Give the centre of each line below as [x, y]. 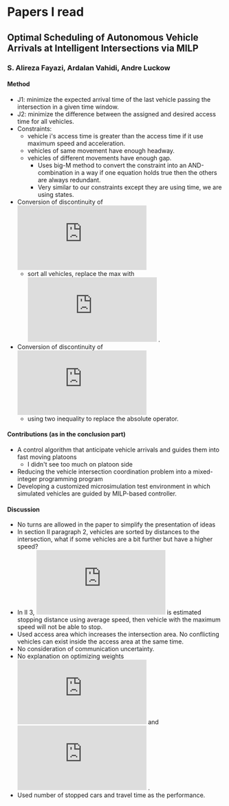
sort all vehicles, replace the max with [81, 273]
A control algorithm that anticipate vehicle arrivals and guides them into [118, 449]
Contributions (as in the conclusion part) [66, 434]
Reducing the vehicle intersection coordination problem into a [104, 471]
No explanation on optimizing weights [70, 656]
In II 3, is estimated [109, 613]
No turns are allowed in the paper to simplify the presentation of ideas [116, 524]
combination [55, 172]
